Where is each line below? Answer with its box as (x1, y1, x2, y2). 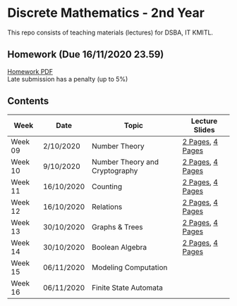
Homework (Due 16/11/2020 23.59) (7, 49, 164, 60)
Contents (7, 95, 49, 107)
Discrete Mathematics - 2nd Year (7, 5, 205, 21)
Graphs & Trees (91, 222, 143, 231)
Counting (91, 181, 123, 191)
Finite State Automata (91, 283, 164, 293)
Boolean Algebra (91, 242, 147, 252)
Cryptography (91, 165, 138, 175)
